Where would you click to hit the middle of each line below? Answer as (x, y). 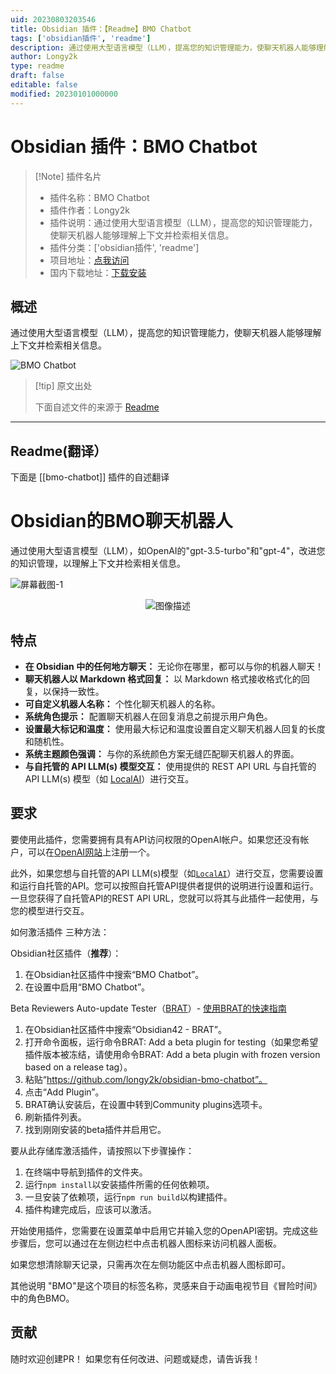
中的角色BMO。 (42, 1298)
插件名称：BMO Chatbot (99, 197)
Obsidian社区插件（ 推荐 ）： (66, 953)
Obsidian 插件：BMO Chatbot (134, 146)
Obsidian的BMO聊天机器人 (121, 521)
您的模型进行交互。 (50, 910)
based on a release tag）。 (78, 1067)
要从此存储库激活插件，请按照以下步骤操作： (102, 1150)
